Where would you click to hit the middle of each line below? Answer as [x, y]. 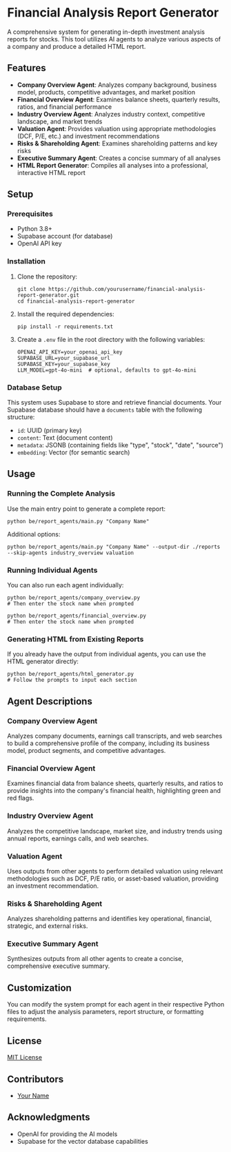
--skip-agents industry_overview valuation [71, 553]
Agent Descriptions [50, 701]
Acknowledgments [49, 1117]
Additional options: [34, 534]
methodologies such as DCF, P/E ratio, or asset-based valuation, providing [113, 878]
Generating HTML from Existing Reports [76, 639]
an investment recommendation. [53, 886]
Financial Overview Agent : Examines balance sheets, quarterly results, [119, 99]
